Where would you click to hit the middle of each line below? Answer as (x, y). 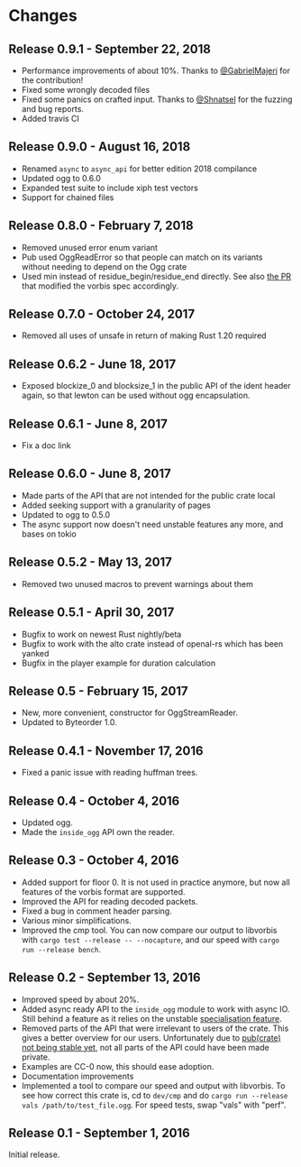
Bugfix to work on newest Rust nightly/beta (101, 634)
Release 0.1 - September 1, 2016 (99, 1133)
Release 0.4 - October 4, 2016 (94, 800)
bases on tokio (49, 534)
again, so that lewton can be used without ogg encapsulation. (136, 395)
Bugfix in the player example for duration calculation (119, 663)
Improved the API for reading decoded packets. (109, 901)
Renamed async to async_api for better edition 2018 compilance (139, 169)
